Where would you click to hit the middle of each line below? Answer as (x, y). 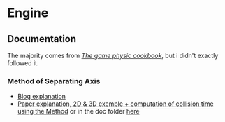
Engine (28, 13)
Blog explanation (42, 97)
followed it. (23, 63)
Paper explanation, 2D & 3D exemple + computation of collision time (116, 104)
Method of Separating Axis (54, 81)
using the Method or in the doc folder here (78, 111)
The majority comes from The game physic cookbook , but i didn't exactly (113, 55)
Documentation (42, 39)
